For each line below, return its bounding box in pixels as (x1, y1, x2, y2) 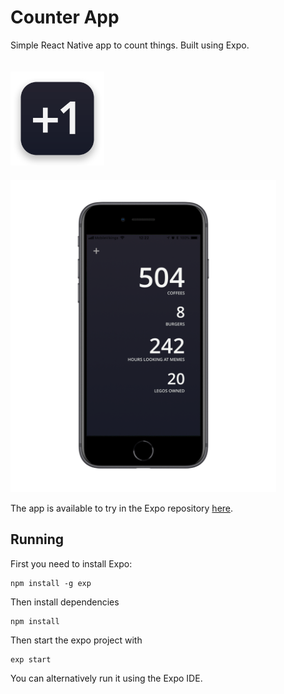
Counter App (10, 6, 120, 29)
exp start (10, 654, 52, 665)
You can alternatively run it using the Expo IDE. (10, 672, 203, 684)
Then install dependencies (10, 596, 120, 608)
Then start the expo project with (10, 634, 143, 646)
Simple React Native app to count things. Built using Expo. (10, 39, 250, 51)
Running (10, 531, 65, 548)
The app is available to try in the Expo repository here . (10, 502, 234, 514)
